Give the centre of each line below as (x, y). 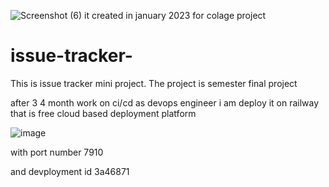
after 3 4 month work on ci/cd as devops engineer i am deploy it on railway (165, 102)
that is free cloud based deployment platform (103, 113)
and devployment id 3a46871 (70, 171)
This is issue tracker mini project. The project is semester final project (154, 83)
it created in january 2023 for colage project (175, 15)
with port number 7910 (57, 152)
